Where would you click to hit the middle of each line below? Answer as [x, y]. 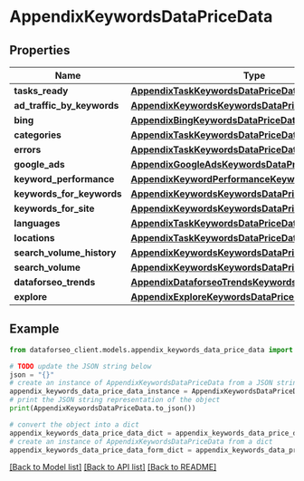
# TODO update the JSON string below [81, 366]
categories [38, 135]
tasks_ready [41, 91]
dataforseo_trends [55, 282]
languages [37, 223]
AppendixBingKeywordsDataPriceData [216, 120]
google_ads [39, 164]
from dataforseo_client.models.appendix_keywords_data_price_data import [152, 350]
